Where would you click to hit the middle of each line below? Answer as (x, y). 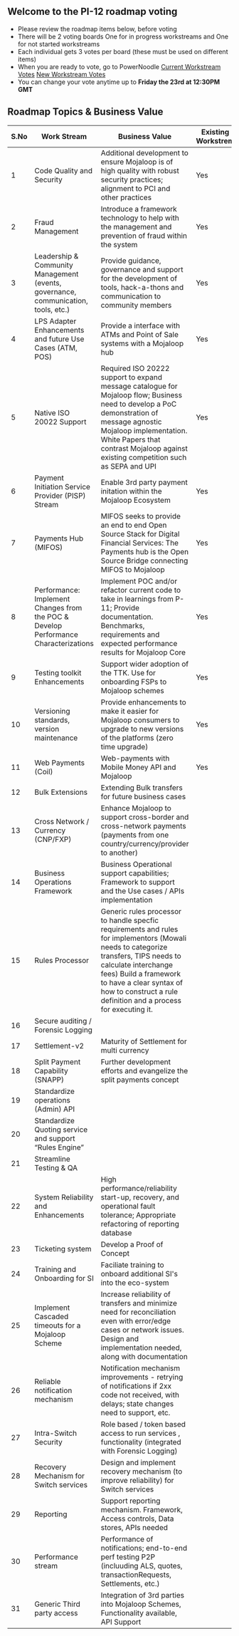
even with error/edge (136, 1320)
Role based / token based (143, 1424)
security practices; (132, 179)
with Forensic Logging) (139, 1451)
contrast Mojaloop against (144, 448)
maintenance (56, 738)
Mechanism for (60, 1476)
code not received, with (140, 1395)
